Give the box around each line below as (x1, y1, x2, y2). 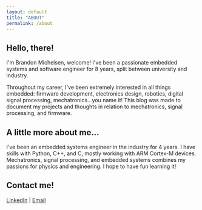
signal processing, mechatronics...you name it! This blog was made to (6, 97, 181, 104)
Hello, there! (6, 43, 54, 53)
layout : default (6, 9, 47, 15)
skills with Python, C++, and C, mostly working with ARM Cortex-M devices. (6, 150, 197, 157)
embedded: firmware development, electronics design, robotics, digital (6, 90, 184, 97)
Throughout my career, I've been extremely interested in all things (6, 83, 171, 91)
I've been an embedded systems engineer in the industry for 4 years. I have (6, 144, 196, 150)
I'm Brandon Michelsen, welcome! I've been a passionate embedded (6, 59, 178, 66)
